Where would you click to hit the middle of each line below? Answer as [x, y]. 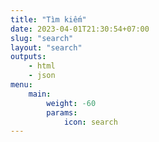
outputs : [28, 57]
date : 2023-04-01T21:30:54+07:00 [80, 29]
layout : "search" [46, 47]
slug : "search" [42, 38]
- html [42, 66]
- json [42, 76]
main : [40, 94]
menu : [21, 85]
